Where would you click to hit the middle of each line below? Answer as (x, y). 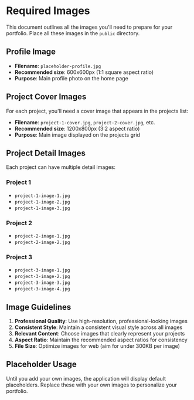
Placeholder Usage (42, 365)
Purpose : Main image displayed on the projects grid (77, 135)
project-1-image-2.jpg (42, 202)
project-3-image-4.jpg (42, 289)
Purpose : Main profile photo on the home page (72, 78)
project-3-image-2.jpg (42, 277)
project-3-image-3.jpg (42, 283)
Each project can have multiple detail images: (61, 167)
